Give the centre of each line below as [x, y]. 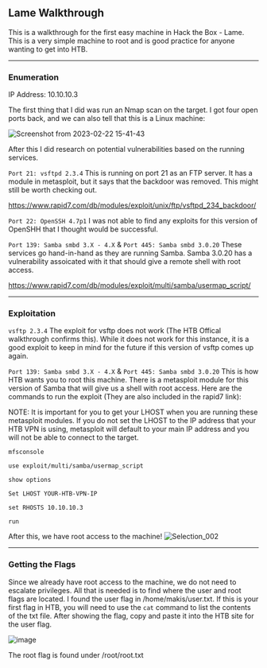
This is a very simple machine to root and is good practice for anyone [122, 41]
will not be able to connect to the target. [74, 437]
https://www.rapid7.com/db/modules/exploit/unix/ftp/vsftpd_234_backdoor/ [132, 205]
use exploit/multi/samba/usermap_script [76, 466]
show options [30, 480]
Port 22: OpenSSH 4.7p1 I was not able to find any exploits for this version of [133, 221]
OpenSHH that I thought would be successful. [83, 229]
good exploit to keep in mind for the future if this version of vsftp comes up [131, 348]
